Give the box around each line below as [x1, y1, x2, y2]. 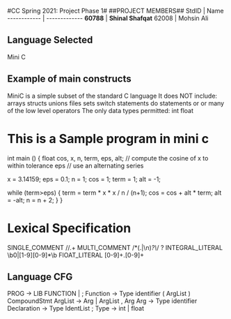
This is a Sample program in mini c [7, 131, 209, 147]
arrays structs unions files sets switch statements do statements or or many [7, 98, 225, 107]
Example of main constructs [7, 73, 132, 85]
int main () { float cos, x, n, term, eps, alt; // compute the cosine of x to [7, 154, 209, 162]
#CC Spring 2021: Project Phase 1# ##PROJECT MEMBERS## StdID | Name [7, 7, 224, 15]
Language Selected [7, 34, 93, 46]
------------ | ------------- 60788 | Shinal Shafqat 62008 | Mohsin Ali [7, 14, 209, 22]
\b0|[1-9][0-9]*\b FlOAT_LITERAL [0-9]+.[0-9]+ [7, 251, 145, 259]
